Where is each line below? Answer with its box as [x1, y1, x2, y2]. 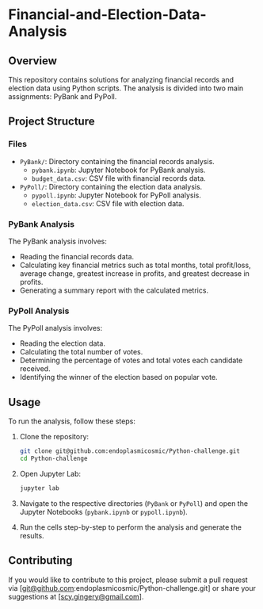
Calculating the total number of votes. [19, 347, 143, 357]
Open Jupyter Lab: [19, 469, 82, 478]
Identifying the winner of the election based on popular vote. [19, 373, 218, 382]
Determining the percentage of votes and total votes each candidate [19, 355, 243, 366]
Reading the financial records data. [19, 251, 135, 261]
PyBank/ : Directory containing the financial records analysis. [19, 156, 215, 166]
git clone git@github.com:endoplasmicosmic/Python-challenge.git [19, 447, 240, 455]
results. [19, 530, 45, 540]
